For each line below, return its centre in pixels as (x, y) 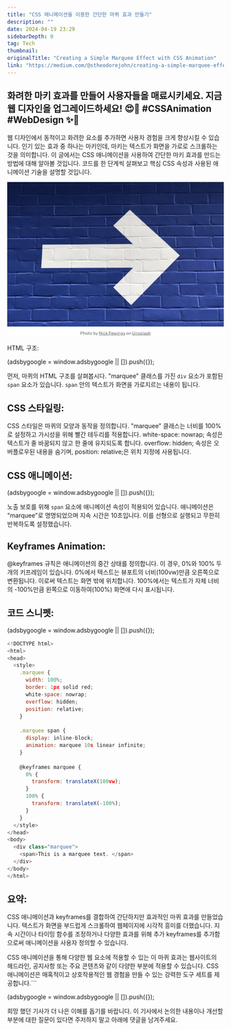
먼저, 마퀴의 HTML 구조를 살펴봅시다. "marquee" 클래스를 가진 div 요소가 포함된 (115, 376)
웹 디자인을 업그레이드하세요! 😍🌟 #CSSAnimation (109, 109)
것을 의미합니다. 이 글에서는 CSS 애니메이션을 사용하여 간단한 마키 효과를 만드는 (114, 154)
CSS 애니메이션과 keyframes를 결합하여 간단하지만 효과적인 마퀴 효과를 (103, 917)
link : (15, 65)
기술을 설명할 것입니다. (61, 171)
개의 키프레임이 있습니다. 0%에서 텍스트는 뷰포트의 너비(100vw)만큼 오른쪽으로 (113, 572)
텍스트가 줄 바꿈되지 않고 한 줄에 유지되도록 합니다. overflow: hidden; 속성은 (110, 443)
